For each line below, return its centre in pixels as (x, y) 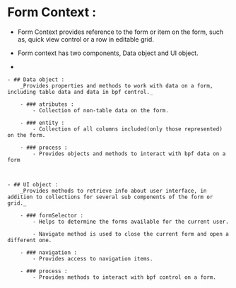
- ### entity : (42, 123)
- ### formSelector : (52, 215)
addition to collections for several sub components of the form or (110, 197)
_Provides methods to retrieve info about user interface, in (113, 191)
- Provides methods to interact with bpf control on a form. (125, 277)
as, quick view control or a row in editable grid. (85, 39)
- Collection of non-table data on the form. (101, 110)
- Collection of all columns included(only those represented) (128, 129)
